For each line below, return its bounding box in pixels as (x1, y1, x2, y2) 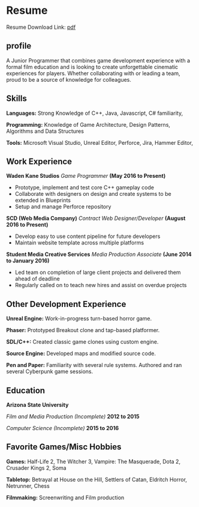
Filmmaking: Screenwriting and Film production (6, 494, 125, 501)
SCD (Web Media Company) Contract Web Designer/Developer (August (6, 214, 186, 222)
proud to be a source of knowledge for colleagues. (6, 76, 132, 83)
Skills (6, 94, 27, 104)
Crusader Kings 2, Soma (6, 464, 67, 472)
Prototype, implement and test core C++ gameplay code (14, 184, 155, 191)
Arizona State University (6, 401, 69, 408)
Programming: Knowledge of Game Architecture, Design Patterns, (6, 121, 171, 128)
